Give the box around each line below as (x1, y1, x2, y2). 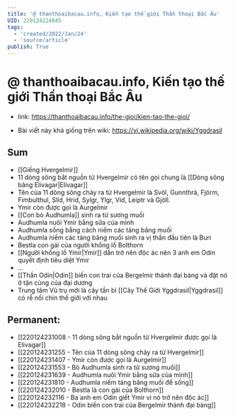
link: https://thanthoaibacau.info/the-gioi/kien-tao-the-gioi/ (17, 112, 190, 120)
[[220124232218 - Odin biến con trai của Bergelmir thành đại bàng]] (17, 400, 216, 409)
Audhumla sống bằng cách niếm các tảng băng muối (17, 225, 172, 234)
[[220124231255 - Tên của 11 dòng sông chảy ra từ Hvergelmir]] (17, 348, 204, 356)
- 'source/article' (13, 37, 71, 44)
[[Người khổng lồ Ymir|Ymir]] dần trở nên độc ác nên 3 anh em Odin (17, 248, 216, 257)
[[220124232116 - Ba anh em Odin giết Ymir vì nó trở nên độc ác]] (17, 393, 210, 401)
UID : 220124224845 (7, 17, 62, 24)
